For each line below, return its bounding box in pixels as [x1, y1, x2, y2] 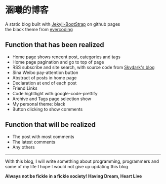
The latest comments [12, 139, 56, 145]
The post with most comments [12, 134, 75, 140]
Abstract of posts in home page [12, 74, 77, 80]
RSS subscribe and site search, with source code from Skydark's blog [12, 64, 155, 70]
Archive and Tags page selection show [12, 96, 91, 102]
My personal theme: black [12, 101, 66, 107]
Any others [12, 144, 35, 150]
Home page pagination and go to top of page [12, 59, 104, 65]
